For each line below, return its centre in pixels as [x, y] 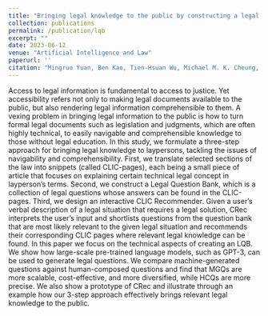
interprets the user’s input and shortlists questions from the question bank [130, 218]
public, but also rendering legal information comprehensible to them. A [125, 107]
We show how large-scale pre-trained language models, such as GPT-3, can [134, 252]
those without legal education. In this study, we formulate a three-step [124, 142]
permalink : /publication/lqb [57, 30]
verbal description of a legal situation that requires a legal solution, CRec [128, 210]
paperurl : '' [30, 61]
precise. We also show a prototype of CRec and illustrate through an [121, 286]
